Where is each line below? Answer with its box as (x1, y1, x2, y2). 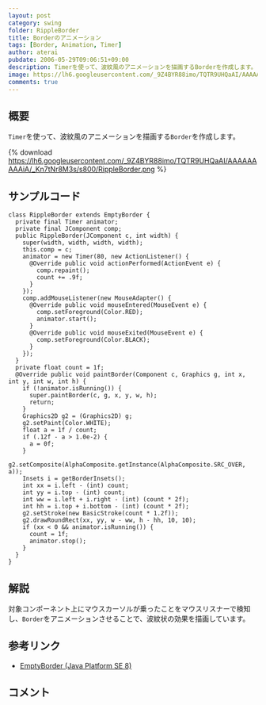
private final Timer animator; (15, 218, 119, 226)
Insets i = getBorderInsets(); (22, 475, 126, 483)
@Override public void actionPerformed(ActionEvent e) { (28, 259, 222, 268)
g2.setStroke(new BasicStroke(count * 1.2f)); (22, 509, 179, 518)
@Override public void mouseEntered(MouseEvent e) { (28, 301, 207, 309)
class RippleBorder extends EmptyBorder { (8, 211, 150, 219)
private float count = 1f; (15, 364, 104, 372)
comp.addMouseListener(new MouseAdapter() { (22, 294, 172, 302)
